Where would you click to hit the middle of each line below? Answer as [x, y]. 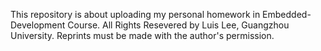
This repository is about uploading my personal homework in [135, 14]
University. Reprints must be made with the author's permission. [142, 35]
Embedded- [287, 14]
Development [38, 25]
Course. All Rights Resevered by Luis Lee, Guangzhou [178, 25]
